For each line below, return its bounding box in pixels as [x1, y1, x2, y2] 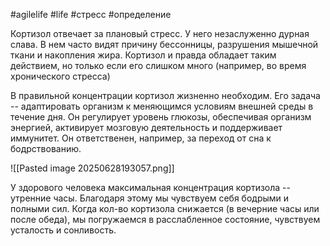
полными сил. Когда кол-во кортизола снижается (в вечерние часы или [10, 203, 320, 214]
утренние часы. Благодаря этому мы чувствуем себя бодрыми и [10, 192, 290, 204]
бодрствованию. [10, 143, 82, 154]
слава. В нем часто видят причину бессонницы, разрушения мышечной [10, 39, 319, 50]
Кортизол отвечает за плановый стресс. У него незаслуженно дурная [10, 28, 310, 39]
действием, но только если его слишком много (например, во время [10, 60, 307, 71]
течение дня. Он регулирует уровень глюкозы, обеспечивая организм [10, 111, 312, 123]
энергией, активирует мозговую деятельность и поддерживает [10, 122, 283, 133]
